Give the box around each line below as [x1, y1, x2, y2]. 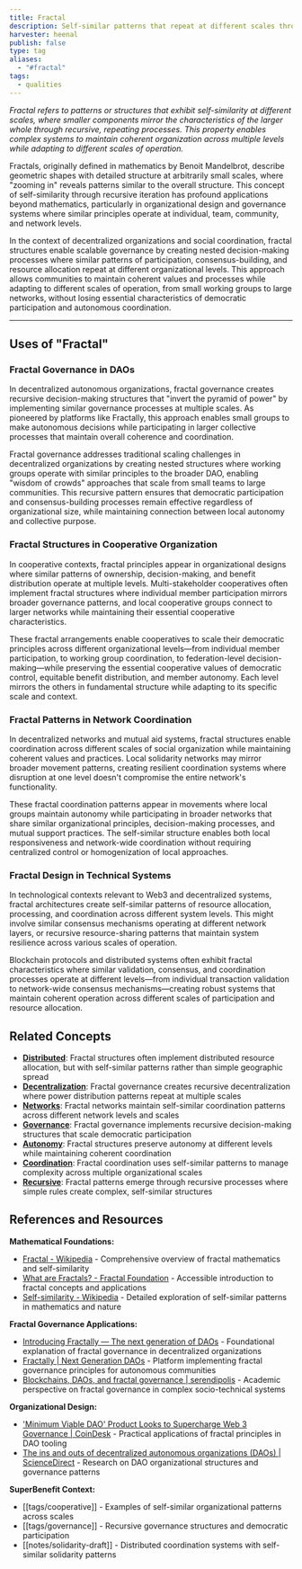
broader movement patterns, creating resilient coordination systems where [9, 762, 287, 773]
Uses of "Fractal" [9, 336, 110, 352]
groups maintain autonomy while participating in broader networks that [9, 808, 272, 819]
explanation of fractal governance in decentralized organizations [22, 1345, 262, 1356]
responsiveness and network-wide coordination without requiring [9, 837, 252, 848]
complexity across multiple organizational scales [22, 1167, 203, 1178]
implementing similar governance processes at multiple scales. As [9, 403, 254, 414]
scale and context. [9, 691, 78, 701]
